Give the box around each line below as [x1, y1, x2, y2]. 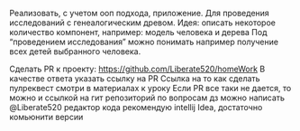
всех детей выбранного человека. [9, 46, 141, 57]
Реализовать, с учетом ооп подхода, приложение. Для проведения [9, 8, 270, 18]
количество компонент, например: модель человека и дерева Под [9, 27, 268, 37]
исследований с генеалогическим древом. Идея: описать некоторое [9, 17, 277, 28]
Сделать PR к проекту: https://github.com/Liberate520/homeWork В [9, 63, 266, 74]
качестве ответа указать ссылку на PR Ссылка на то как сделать [9, 73, 260, 84]
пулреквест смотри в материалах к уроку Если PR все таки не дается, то [9, 83, 292, 93]
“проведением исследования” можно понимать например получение [9, 36, 279, 47]
